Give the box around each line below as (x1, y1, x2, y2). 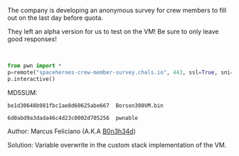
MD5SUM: (7, 88, 38, 96)
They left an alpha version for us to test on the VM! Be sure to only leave (7, 28, 219, 35)
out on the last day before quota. (7, 13, 103, 22)
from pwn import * (7, 62, 62, 69)
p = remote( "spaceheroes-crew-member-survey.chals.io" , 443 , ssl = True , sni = (7, 69, 234, 76)
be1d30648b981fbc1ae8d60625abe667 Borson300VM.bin (7, 102, 164, 109)
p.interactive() (7, 75, 55, 82)
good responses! (7, 35, 57, 43)
